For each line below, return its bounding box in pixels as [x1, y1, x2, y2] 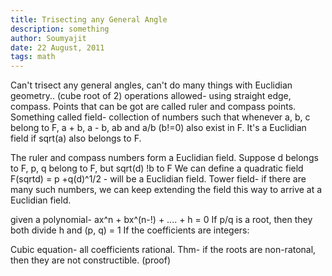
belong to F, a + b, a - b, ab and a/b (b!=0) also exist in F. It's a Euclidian [10, 122, 307, 134]
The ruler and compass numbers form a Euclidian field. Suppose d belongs [10, 152, 319, 164]
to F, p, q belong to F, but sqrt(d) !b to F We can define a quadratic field [10, 162, 304, 175]
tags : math [10, 52, 56, 62]
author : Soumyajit [10, 33, 87, 43]
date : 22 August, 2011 [10, 42, 105, 53]
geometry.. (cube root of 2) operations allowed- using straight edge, [10, 90, 292, 102]
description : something [10, 24, 110, 34]
